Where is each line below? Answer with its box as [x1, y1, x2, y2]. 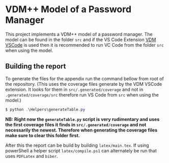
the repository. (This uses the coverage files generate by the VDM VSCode [5, 81, 162, 87]
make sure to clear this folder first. [5, 132, 80, 138]
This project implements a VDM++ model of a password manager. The [5, 31, 153, 37]
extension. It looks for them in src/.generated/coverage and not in [5, 86, 144, 92]
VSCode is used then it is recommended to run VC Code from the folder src [5, 42, 164, 48]
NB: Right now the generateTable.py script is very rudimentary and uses [5, 116, 160, 122]
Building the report [5, 62, 66, 71]
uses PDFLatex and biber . [5, 153, 58, 159]
